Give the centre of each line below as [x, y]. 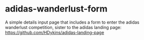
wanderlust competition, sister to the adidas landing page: [63, 27]
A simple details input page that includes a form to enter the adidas [72, 22]
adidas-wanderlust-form [56, 9]
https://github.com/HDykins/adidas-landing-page [55, 32]
